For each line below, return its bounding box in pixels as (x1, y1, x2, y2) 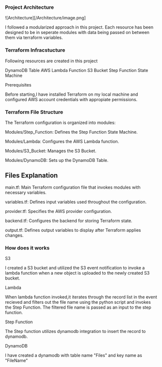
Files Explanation (5, 172, 58, 180)
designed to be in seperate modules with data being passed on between (5, 30, 149, 35)
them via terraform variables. (5, 35, 63, 40)
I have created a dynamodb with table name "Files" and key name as (5, 352, 142, 358)
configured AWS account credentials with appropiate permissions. (5, 96, 138, 102)
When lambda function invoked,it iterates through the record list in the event (5, 294, 157, 300)
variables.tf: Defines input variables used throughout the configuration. (5, 199, 147, 205)
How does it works (5, 245, 50, 251)
